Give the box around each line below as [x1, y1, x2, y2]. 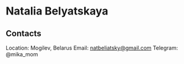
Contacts [5, 28, 42, 39]
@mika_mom [5, 51, 38, 58]
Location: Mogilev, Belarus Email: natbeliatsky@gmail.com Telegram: [5, 44, 178, 51]
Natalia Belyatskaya [5, 4, 108, 18]
